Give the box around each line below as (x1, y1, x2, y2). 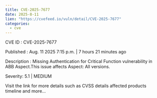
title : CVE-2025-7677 (5, 7, 50, 12)
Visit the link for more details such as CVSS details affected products (5, 83, 147, 89)
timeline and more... (5, 88, 46, 94)
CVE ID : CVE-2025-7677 (5, 39, 57, 45)
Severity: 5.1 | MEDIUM (5, 73, 52, 79)
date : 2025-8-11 (5, 12, 39, 17)
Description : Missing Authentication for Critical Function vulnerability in (5, 58, 153, 64)
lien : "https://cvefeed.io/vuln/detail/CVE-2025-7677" (5, 16, 122, 21)
